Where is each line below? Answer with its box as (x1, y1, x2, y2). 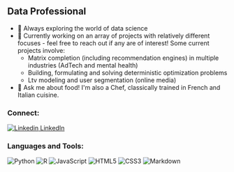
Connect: (7, 108, 40, 118)
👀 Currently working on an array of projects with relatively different (17, 31, 210, 40)
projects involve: (17, 46, 65, 54)
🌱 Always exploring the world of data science (17, 24, 148, 32)
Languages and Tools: (7, 141, 84, 151)
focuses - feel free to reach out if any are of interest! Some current (17, 38, 210, 47)
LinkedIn (40, 124, 65, 132)
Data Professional (7, 6, 87, 17)
